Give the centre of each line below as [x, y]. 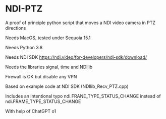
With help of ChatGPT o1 [31, 111]
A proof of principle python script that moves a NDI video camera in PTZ [80, 23]
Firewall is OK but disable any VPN [41, 76]
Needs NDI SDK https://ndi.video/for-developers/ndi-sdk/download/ [76, 57]
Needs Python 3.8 [24, 47]
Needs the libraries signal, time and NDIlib [49, 67]
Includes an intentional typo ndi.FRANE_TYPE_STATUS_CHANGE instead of [83, 96]
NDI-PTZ [24, 9]
